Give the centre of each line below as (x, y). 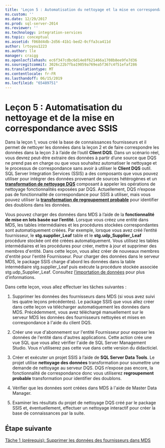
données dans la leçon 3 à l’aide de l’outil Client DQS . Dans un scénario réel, (82, 152)
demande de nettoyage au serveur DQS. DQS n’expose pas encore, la (82, 368)
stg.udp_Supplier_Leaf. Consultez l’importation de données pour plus (75, 272)
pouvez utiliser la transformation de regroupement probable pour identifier (82, 200)
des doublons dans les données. (38, 205)
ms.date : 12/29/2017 (26, 19)
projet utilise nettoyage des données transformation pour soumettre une (86, 362)
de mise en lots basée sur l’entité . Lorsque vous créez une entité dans (77, 219)
